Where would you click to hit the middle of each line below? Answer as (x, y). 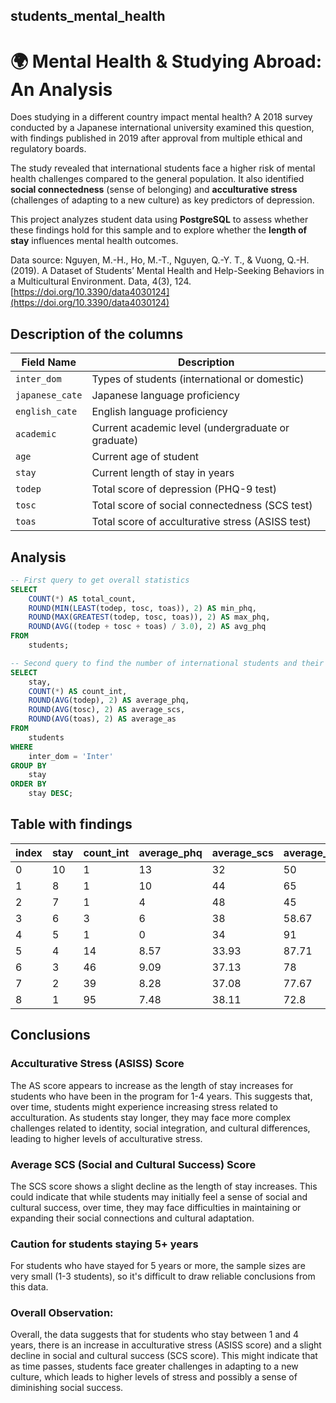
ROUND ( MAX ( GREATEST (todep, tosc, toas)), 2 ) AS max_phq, (149, 617)
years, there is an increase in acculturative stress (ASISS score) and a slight (166, 1345)
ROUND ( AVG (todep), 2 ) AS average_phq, (109, 700)
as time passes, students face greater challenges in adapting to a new (154, 1366)
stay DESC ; (51, 794)
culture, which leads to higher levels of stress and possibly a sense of (154, 1377)
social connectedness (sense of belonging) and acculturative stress (154, 190)
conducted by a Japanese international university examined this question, (162, 128)
